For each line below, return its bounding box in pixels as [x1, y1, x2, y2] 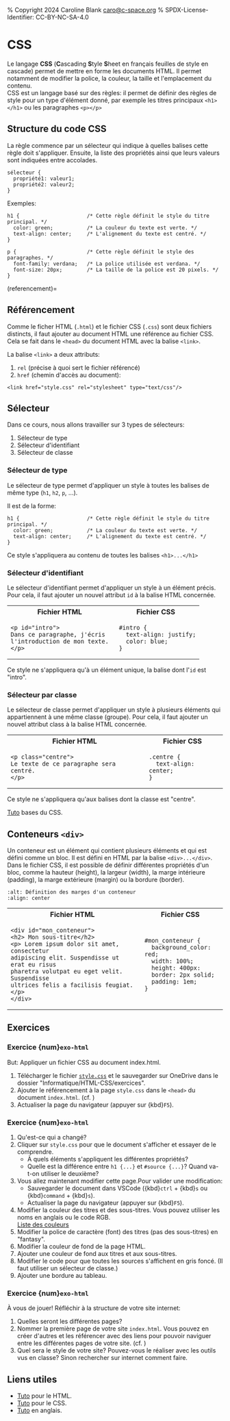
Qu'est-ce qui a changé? [16, 1133, 87, 1142]
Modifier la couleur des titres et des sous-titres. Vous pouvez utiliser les [16, 1206, 220, 1214]
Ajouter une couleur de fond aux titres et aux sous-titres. [16, 1250, 177, 1258]
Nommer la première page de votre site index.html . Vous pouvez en [16, 1324, 209, 1333]
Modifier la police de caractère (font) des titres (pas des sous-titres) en [16, 1228, 218, 1236]
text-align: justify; [125, 630, 196, 638]
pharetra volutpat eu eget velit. [10, 968, 123, 975]
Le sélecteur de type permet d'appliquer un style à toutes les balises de [7, 481, 210, 489]
